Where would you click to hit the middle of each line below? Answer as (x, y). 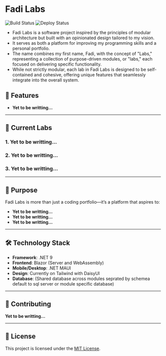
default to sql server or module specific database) (63, 284)
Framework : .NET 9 (32, 257)
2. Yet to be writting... (32, 155)
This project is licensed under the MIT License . (53, 348)
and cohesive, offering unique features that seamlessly (90, 74)
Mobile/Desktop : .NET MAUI (41, 268)
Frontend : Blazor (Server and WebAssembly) (58, 263)
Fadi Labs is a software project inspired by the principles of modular (82, 32)
